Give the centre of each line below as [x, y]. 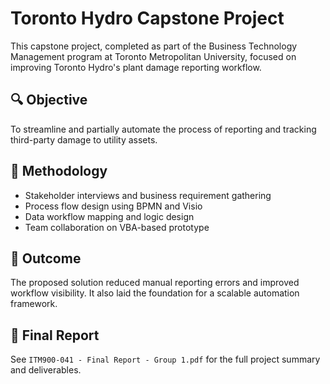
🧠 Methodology [59, 171]
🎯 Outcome [46, 258]
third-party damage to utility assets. [84, 139]
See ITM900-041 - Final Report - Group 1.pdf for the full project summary [165, 359]
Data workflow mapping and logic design [109, 216]
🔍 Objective [49, 100]
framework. [34, 304]
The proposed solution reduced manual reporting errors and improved [155, 283]
